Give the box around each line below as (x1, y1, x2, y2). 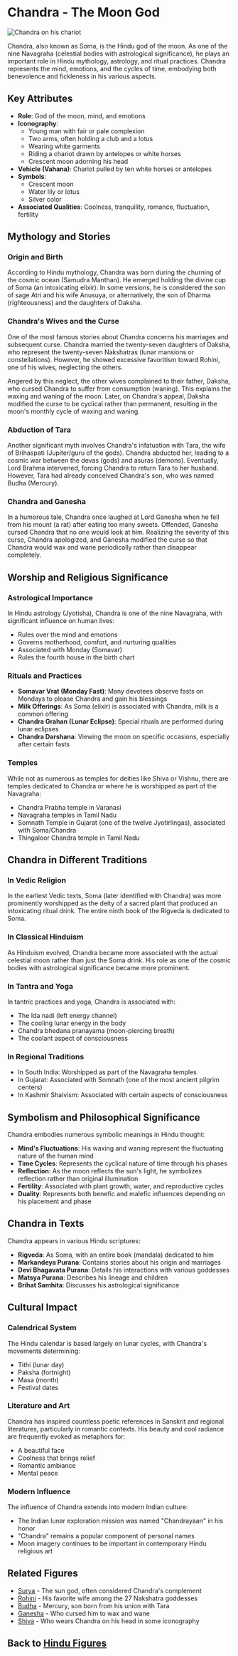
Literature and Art (7, 1401, 70, 1411)
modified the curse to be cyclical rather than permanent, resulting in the (7, 399, 218, 408)
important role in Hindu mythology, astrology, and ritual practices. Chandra (7, 56, 226, 65)
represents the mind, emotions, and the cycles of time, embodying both (7, 64, 217, 73)
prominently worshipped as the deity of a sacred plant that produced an (7, 899, 218, 907)
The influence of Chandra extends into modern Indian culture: (7, 1503, 188, 1511)
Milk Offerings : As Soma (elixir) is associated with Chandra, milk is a (17, 702, 219, 711)
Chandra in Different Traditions (7, 854, 148, 866)
